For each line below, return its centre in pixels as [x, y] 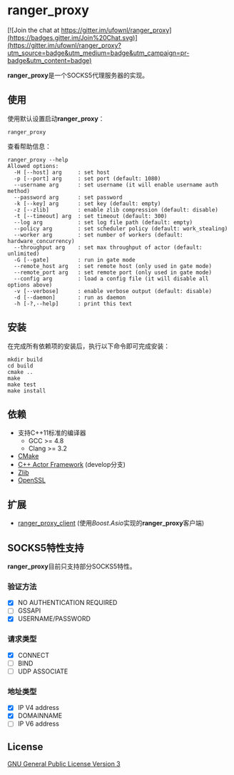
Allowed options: [33, 166]
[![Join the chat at [34, 30]
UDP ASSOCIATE [43, 671]
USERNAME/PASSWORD [54, 619]
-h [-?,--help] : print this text [73, 303]
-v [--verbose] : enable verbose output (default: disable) [113, 291]
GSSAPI [29, 611]
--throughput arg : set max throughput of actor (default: [108, 247]
